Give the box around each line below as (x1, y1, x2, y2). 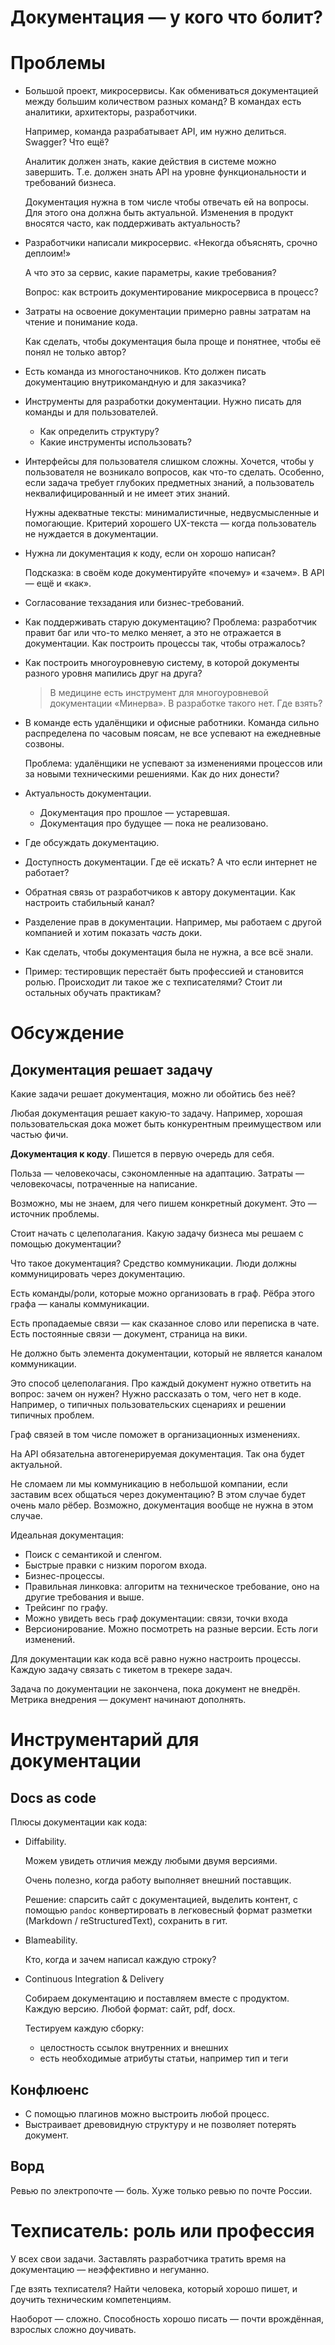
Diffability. (24, 1836, 67, 1848)
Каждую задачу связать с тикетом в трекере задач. (10, 1664, 233, 1676)
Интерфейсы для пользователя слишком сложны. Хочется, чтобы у (24, 456, 315, 468)
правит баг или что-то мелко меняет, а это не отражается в (24, 627, 282, 639)
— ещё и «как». (24, 577, 92, 590)
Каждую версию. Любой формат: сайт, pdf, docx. (24, 2003, 236, 2015)
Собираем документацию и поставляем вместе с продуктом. (24, 1992, 290, 2005)
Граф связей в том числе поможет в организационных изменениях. (10, 1429, 301, 1441)
